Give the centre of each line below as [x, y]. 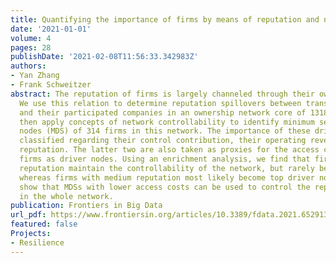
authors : [28, 66]
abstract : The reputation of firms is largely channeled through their [162, 94]
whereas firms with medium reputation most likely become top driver [167, 177]
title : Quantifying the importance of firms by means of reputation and [165, 19]
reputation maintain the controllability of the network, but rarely [167, 168]
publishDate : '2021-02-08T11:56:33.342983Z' [104, 57]
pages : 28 [31, 47]
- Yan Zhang [35, 76]
